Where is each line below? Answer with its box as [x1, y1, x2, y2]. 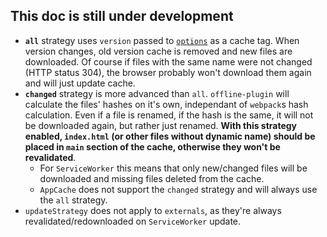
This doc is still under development [10, 8, 234, 25]
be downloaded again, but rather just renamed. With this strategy [24, 119, 298, 131]
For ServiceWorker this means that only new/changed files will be [39, 162, 308, 174]
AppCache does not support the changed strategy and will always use [39, 183, 318, 195]
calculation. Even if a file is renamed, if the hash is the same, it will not [24, 109, 314, 121]
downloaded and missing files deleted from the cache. [39, 172, 265, 184]
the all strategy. [39, 194, 108, 206]
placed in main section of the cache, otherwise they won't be [24, 140, 281, 153]
